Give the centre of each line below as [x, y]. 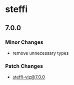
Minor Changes [24, 42]
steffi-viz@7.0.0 [28, 77]
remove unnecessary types [40, 53]
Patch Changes [24, 66]
